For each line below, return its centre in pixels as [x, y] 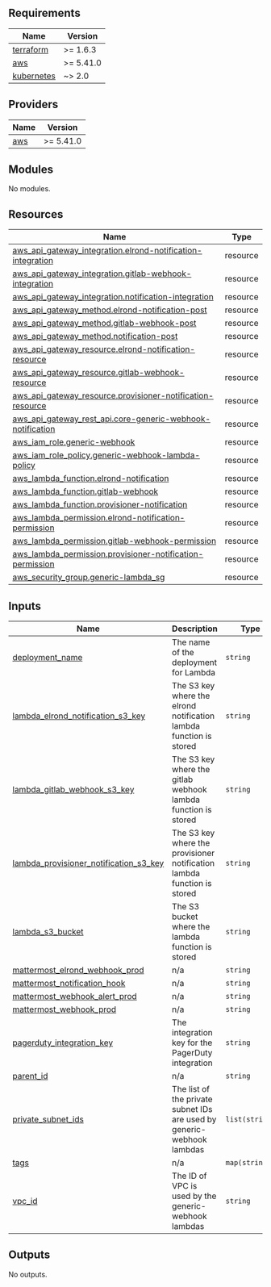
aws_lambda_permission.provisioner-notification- [108, 554]
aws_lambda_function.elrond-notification [91, 478]
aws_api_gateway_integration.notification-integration [113, 297]
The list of [191, 1089]
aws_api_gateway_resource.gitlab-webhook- [98, 373]
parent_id [30, 1076]
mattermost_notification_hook [69, 984]
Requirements [44, 13]
